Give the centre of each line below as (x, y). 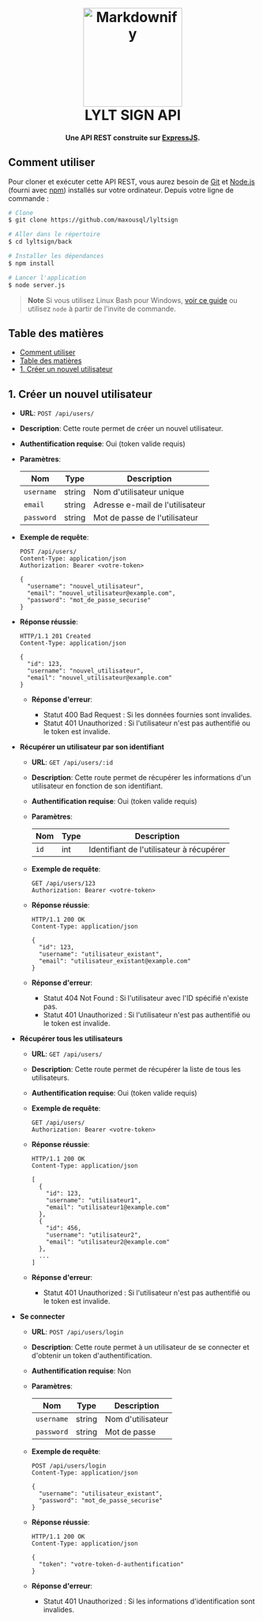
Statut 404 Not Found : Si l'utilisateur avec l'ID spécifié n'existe (146, 998)
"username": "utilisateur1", (94, 1201)
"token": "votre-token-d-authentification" (111, 1565)
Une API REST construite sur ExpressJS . (133, 138)
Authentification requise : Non (81, 1371)
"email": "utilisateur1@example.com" (108, 1208)
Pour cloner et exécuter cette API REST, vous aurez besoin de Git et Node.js (131, 181)
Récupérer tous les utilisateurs (71, 1039)
